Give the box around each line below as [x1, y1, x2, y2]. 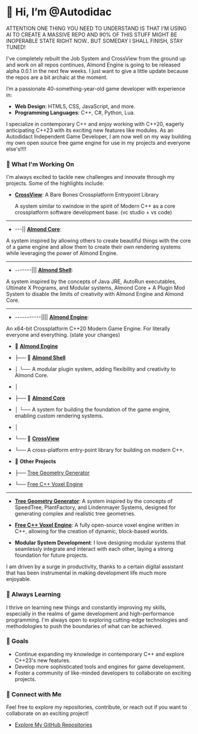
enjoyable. [6, 576, 31, 583]
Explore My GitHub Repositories [14, 721, 93, 729]
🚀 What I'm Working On [6, 160, 75, 168]
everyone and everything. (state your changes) [6, 331, 121, 338]
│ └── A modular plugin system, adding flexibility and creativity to [14, 366, 176, 373]
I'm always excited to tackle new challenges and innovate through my [6, 174, 175, 181]
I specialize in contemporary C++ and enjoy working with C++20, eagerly [6, 120, 184, 127]
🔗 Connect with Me [6, 690, 62, 698]
